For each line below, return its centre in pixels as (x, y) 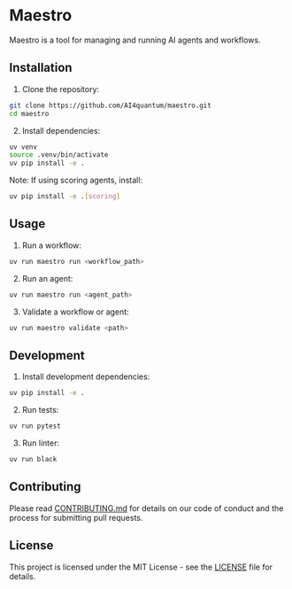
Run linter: (41, 443)
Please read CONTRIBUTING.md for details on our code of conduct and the (146, 508)
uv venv (23, 147)
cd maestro (29, 113)
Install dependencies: (61, 130)
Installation (41, 68)
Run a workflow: (52, 245)
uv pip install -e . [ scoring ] (65, 197)
